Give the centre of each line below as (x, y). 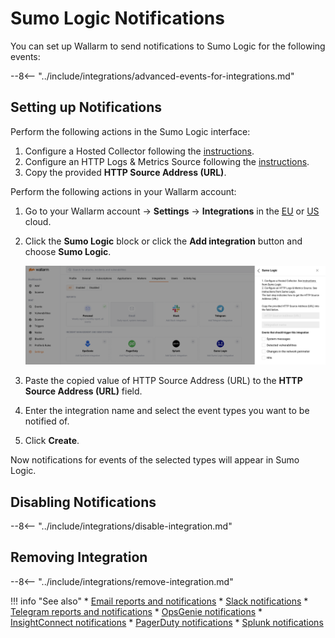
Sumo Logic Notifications (117, 18)
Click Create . (52, 441)
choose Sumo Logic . (68, 251)
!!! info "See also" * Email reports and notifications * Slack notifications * (159, 601)
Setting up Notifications (86, 107)
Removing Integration (79, 557)
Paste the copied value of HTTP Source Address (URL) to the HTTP (163, 381)
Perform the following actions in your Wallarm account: (123, 191)
